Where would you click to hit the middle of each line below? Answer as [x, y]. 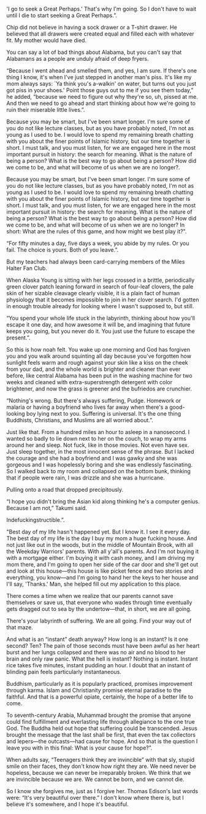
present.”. [18, 338]
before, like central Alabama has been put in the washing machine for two [99, 376]
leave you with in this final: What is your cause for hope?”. [79, 748]
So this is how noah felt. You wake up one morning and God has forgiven [98, 350]
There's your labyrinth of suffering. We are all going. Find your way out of [99, 621]
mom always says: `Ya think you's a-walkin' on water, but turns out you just [101, 83]
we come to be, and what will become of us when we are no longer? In [96, 225]
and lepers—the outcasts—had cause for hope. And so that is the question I [102, 741]
